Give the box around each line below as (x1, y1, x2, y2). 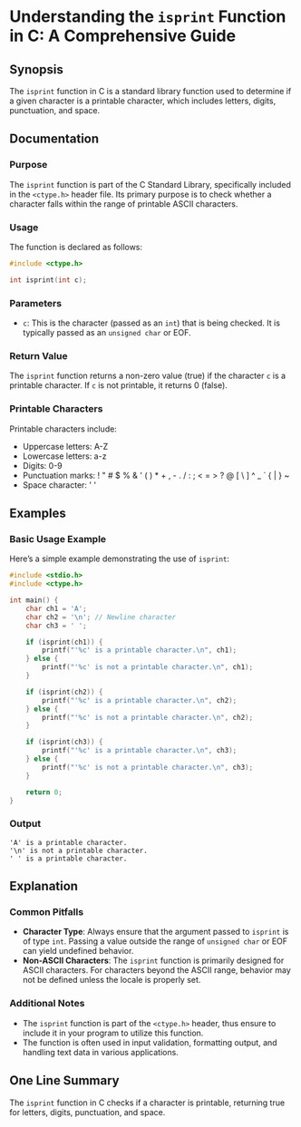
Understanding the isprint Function (9, 6, 286, 27)
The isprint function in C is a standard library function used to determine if (9, 86, 292, 96)
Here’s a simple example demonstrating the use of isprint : (9, 553, 229, 564)
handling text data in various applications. (22, 1046, 179, 1057)
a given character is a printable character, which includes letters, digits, (9, 95, 277, 106)
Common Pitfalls (9, 906, 84, 918)
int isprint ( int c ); (9, 275, 88, 285)
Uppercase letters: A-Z (22, 441, 109, 452)
